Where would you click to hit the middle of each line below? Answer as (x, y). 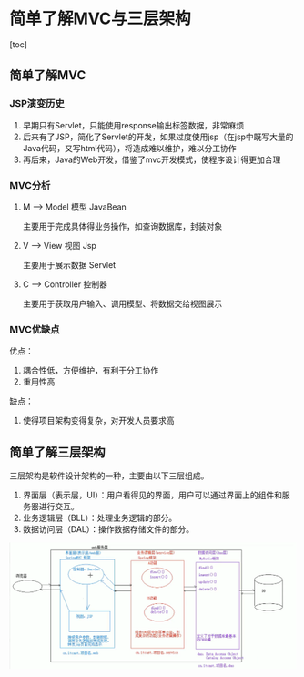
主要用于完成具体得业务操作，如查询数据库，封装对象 (122, 226)
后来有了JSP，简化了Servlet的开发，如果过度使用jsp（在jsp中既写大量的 (158, 137)
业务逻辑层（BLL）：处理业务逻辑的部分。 (100, 518)
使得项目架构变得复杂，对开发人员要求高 (98, 421)
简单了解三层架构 (57, 452)
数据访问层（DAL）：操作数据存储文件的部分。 (108, 529)
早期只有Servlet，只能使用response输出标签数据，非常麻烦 (133, 125)
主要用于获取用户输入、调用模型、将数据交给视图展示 (122, 303)
